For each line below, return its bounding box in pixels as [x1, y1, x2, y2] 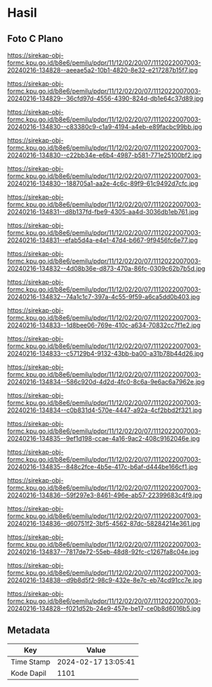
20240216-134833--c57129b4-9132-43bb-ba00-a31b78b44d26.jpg [7, 349, 204, 357]
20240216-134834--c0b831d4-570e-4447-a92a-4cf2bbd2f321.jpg [7, 406, 202, 414]
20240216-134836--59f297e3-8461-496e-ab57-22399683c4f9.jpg [7, 491, 203, 499]
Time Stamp [10, 657, 51, 667]
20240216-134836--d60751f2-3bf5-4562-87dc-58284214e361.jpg [7, 520, 201, 527]
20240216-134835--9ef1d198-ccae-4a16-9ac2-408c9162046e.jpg [7, 435, 200, 442]
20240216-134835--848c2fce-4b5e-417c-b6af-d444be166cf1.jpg [7, 462, 198, 471]
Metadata [7, 624, 50, 636]
